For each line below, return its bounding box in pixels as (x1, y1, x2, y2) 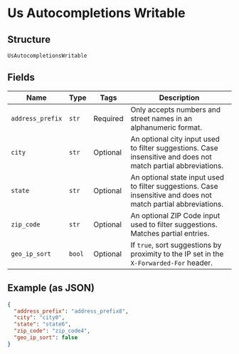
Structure (7, 33, 51, 46)
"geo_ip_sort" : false (14, 334, 78, 341)
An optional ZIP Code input (130, 210, 221, 220)
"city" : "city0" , (14, 314, 65, 321)
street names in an (130, 113, 193, 123)
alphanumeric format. (130, 123, 203, 132)
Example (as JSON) (7, 282, 95, 294)
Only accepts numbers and (130, 105, 221, 115)
